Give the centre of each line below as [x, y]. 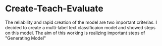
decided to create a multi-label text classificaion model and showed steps [81, 27]
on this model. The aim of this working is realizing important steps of [75, 33]
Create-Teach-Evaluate [54, 9]
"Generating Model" [26, 38]
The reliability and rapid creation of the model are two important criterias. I [81, 22]
